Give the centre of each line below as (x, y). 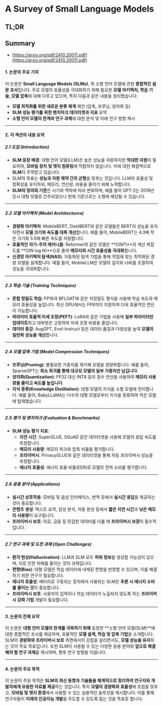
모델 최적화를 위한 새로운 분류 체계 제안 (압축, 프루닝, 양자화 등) (71, 106)
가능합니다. (28, 311)
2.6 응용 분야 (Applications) (33, 484)
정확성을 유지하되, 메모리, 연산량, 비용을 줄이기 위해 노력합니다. (72, 184)
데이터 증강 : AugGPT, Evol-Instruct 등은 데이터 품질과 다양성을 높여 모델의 (83, 329)
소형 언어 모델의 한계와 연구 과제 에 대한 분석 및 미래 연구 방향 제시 (73, 118)
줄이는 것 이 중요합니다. (38, 587)
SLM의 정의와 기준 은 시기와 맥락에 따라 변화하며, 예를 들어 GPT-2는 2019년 (83, 190)
